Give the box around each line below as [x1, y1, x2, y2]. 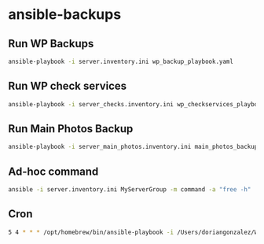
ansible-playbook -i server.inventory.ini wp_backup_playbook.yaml [8, 57, 234, 65]
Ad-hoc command [8, 165, 99, 178]
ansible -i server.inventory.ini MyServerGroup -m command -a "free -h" [8, 186, 251, 194]
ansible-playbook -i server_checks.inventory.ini [8, 100, 174, 108]
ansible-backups [8, 6, 122, 24]
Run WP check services [8, 79, 127, 93]
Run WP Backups [8, 37, 94, 50]
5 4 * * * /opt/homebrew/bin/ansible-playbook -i [8, 228, 174, 236]
